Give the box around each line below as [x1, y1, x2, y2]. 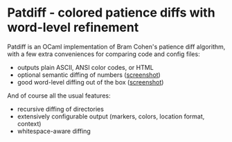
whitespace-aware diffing [17, 127, 91, 135]
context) [17, 119, 42, 127]
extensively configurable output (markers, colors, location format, [17, 112, 205, 121]
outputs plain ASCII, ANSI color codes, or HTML [17, 63, 154, 71]
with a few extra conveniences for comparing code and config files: [7, 50, 200, 58]
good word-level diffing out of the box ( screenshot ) [17, 78, 164, 86]
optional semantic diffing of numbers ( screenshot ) [17, 71, 161, 79]
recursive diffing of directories [17, 105, 104, 113]
